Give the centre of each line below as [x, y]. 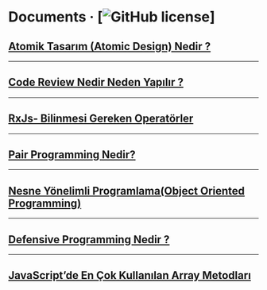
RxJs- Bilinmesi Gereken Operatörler [101, 119]
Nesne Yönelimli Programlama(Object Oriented [126, 191]
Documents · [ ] [112, 17]
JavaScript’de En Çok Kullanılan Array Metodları [130, 275]
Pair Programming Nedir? [72, 155]
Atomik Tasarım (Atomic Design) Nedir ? [110, 46]
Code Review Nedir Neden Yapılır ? [96, 82]
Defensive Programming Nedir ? [89, 240]
